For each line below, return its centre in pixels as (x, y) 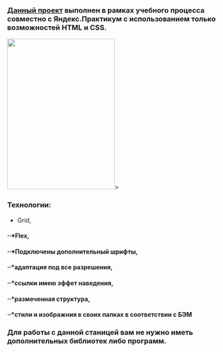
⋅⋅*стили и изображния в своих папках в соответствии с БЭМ (100, 315)
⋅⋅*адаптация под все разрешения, (60, 267)
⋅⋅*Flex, (18, 236)
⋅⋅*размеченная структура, (49, 299)
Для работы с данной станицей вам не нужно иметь (100, 333)
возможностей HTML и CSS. (57, 28)
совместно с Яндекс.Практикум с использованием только (111, 19)
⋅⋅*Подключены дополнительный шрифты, (73, 251)
